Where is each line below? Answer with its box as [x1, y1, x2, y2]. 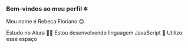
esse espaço [6, 36, 37, 43]
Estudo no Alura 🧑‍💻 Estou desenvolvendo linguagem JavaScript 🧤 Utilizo [6, 29, 183, 36]
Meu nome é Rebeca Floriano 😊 [6, 18, 84, 25]
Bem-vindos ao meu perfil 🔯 [6, 5, 88, 13]
